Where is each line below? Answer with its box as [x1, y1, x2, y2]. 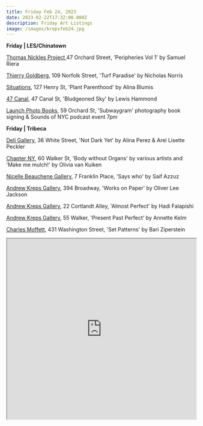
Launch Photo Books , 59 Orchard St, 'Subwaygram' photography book [6, 107, 181, 114]
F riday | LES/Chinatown [6, 42, 67, 49]
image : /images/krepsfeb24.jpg [6, 25, 85, 32]
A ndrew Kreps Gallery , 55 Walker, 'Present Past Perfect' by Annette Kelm [6, 215, 187, 222]
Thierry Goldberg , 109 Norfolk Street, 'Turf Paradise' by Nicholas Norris [6, 72, 183, 79]
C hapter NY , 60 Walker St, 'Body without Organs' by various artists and [6, 155, 183, 162]
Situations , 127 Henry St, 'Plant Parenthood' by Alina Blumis [6, 84, 154, 91]
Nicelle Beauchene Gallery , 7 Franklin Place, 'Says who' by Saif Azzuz [6, 173, 180, 180]
